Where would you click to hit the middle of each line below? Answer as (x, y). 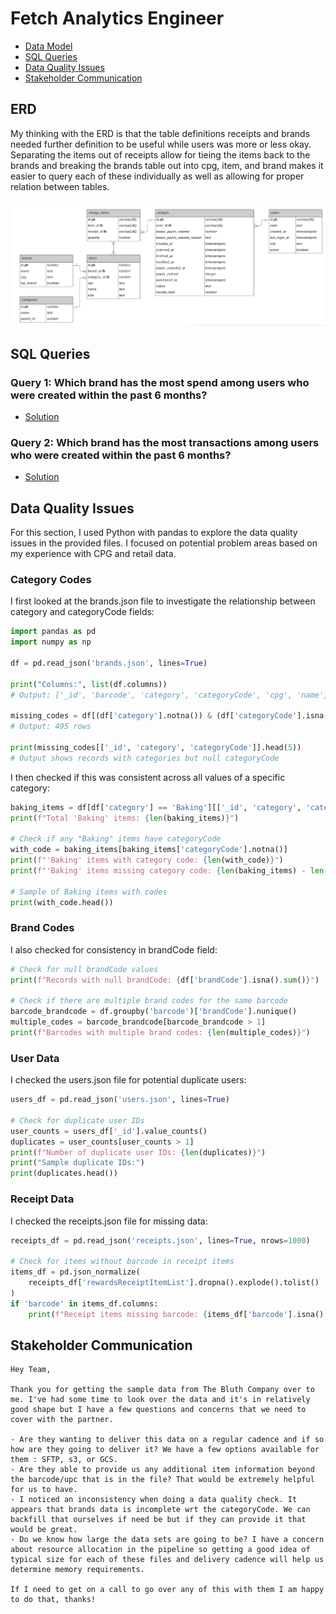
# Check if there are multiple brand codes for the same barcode (149, 1001)
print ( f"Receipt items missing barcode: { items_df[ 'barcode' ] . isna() (176, 1314)
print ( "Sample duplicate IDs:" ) (77, 1163)
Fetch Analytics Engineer (117, 18)
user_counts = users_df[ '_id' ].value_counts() (109, 1131)
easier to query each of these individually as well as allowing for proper (157, 176)
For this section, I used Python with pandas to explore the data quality (154, 533)
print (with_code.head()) (62, 902)
